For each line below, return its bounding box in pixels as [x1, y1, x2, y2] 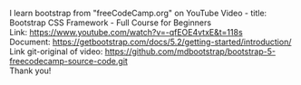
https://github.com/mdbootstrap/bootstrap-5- [104, 46, 277, 57]
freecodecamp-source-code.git [9, 56, 129, 66]
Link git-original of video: [9, 46, 103, 57]
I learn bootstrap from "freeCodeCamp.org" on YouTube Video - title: [9, 8, 267, 18]
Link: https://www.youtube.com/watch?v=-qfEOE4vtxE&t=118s [9, 27, 243, 37]
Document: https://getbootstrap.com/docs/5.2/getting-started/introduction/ [9, 36, 292, 47]
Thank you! [9, 65, 52, 76]
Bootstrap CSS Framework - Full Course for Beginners [9, 17, 211, 28]
